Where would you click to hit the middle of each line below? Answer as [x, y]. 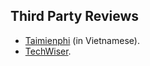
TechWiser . [48, 51]
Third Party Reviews [75, 16]
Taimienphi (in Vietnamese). [82, 40]
